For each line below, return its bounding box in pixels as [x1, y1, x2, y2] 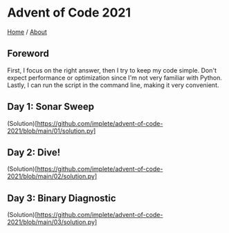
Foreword [7, 48, 50, 59]
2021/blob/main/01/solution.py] [7, 127, 96, 135]
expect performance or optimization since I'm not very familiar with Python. [7, 73, 223, 82]
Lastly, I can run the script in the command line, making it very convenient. [7, 81, 219, 89]
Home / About [7, 28, 47, 36]
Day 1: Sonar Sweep [7, 101, 95, 113]
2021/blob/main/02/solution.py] [7, 172, 98, 180]
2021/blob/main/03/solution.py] [7, 218, 98, 226]
